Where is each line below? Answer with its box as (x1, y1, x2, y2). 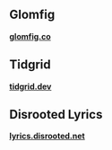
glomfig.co (9, 31, 51, 41)
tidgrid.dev (9, 81, 52, 92)
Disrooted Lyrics (9, 107, 103, 122)
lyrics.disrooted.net (9, 130, 85, 142)
